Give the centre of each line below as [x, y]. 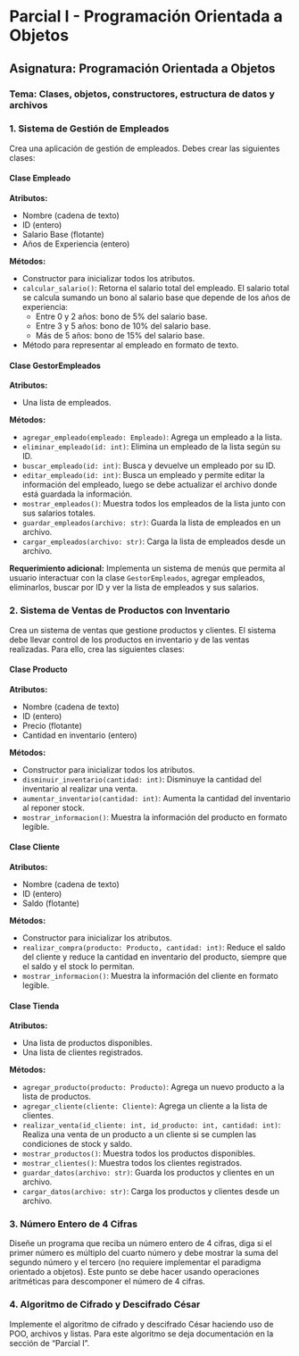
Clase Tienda [34, 1006]
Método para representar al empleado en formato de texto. [130, 345]
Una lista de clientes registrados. [83, 1052]
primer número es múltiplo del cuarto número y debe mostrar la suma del [144, 1253]
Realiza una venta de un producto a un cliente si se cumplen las [139, 1134]
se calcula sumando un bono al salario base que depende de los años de [156, 297]
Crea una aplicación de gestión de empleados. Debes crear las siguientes [145, 148]
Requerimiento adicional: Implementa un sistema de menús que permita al [147, 568]
